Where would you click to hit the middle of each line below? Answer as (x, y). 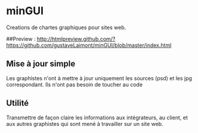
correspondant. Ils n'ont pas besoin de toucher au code (75, 84)
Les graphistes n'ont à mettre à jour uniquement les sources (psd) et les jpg (99, 78)
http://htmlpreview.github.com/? (76, 39)
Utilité (18, 103)
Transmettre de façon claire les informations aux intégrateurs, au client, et (97, 118)
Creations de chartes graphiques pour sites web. (66, 27)
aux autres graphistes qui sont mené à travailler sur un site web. (85, 123)
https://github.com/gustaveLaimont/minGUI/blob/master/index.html (89, 45)
